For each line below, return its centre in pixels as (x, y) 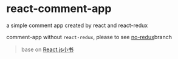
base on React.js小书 (47, 49)
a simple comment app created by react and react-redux (77, 25)
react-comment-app (59, 9)
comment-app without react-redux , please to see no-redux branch (89, 37)
